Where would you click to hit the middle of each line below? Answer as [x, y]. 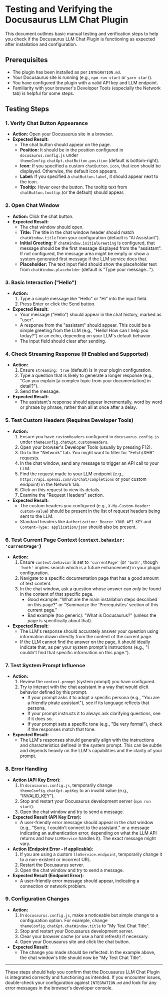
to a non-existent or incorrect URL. [55, 859]
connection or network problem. [53, 886]
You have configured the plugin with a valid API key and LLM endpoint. [85, 82]
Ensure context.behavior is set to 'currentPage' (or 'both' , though [89, 562]
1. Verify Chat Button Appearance [47, 123]
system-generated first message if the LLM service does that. [83, 259]
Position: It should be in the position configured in [71, 150]
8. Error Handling [26, 769]
